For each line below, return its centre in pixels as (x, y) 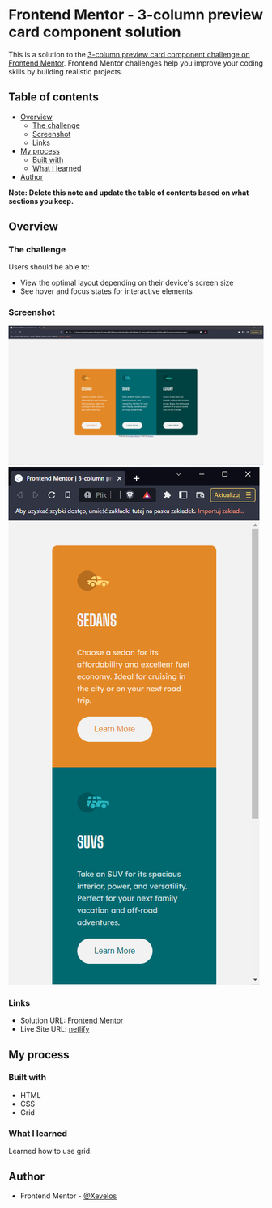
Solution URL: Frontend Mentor (72, 1020)
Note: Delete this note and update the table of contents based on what (129, 193)
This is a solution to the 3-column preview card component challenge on (130, 54)
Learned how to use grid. (50, 1151)
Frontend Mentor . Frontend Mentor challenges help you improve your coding (136, 63)
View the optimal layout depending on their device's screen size (127, 283)
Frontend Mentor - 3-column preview (136, 15)
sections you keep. (41, 201)
